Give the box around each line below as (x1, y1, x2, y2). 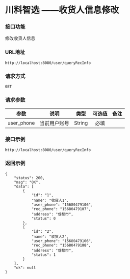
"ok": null (14, 265, 36, 270)
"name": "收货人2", (31, 234, 69, 239)
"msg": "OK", (14, 180, 41, 185)
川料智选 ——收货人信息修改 (5, 4, 119, 16)
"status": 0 (31, 216, 56, 221)
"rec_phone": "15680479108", (31, 243, 91, 248)
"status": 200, (14, 175, 45, 180)
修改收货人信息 (5, 35, 35, 41)
